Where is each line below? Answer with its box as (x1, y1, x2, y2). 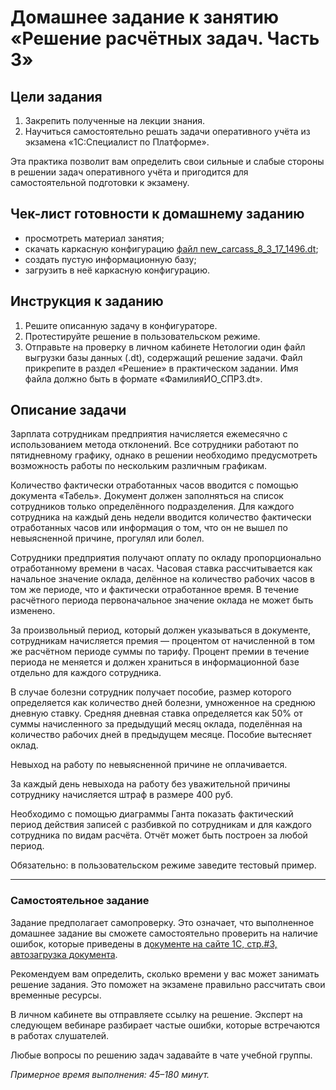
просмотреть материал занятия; (24, 232, 165, 244)
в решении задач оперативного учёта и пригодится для (10, 166, 249, 178)
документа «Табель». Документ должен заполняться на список (10, 490, 284, 502)
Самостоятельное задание (10, 894, 150, 908)
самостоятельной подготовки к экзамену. (10, 177, 190, 188)
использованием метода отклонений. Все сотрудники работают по (10, 439, 299, 451)
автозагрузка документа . (10, 948, 118, 960)
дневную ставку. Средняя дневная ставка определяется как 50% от (10, 707, 303, 720)
